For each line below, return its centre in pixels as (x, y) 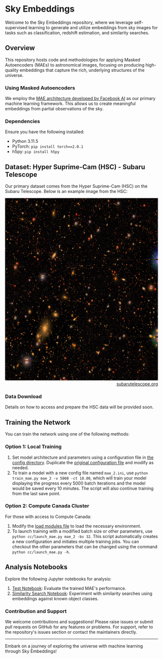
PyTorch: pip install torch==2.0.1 (48, 146)
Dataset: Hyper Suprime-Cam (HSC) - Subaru (75, 167)
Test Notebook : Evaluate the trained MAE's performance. (69, 588)
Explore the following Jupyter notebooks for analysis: (58, 579)
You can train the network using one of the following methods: (67, 434)
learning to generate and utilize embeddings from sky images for (93, 27)
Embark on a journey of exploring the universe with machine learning (74, 646)
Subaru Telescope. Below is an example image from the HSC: (66, 191)
